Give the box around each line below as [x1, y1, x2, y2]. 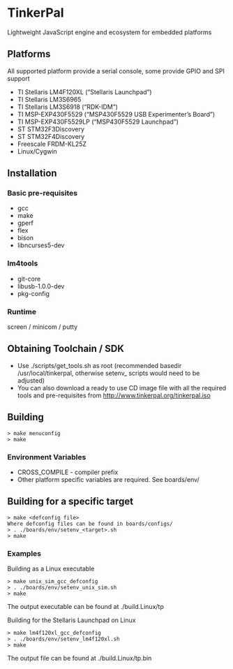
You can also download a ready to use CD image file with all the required [17, 383, 227, 392]
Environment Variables [7, 452, 87, 462]
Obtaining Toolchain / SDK [7, 343, 124, 355]
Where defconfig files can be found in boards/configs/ [7, 520, 173, 527]
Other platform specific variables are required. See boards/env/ [17, 475, 200, 483]
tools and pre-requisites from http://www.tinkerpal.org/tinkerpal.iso [17, 391, 211, 399]
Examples [7, 548, 42, 558]
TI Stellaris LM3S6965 [17, 95, 82, 103]
